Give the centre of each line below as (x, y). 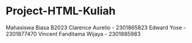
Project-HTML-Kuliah (61, 11)
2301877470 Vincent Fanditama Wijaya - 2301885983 (73, 33)
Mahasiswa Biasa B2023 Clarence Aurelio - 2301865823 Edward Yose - (96, 27)
